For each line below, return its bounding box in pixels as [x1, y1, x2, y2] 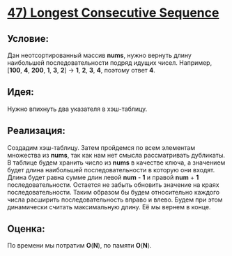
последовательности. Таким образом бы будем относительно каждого [7, 188, 220, 196]
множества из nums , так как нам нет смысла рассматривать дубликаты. [7, 151, 225, 159]
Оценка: [7, 223, 45, 235]
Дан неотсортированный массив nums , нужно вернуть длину [7, 51, 192, 59]
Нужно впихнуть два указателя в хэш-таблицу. [7, 105, 148, 113]
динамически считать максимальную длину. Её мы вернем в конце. [7, 202, 211, 211]
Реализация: [7, 125, 66, 137]
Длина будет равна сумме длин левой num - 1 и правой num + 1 [7, 173, 199, 181]
